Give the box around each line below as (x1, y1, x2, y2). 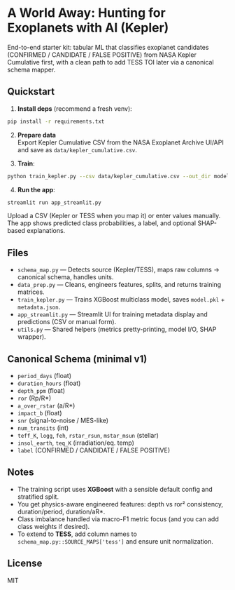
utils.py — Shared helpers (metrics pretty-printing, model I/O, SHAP (17, 325, 217, 334)
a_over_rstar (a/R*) (17, 401, 76, 410)
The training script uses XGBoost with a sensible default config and (17, 485, 213, 493)
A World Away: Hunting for (7, 5, 166, 21)
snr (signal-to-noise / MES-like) (17, 416, 109, 424)
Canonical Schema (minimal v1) (7, 353, 148, 365)
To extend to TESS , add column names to (17, 530, 138, 538)
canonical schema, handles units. (17, 273, 114, 281)
